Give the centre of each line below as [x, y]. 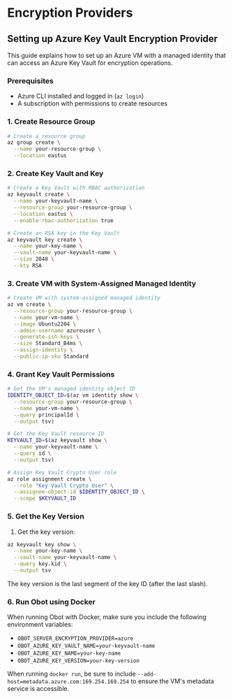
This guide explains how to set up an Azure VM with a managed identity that [117, 55]
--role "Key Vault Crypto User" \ [63, 486]
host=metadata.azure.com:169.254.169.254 [68, 682]
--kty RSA [28, 266]
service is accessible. [38, 689]
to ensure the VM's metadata [172, 681]
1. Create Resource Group [51, 122]
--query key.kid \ [40, 564]
